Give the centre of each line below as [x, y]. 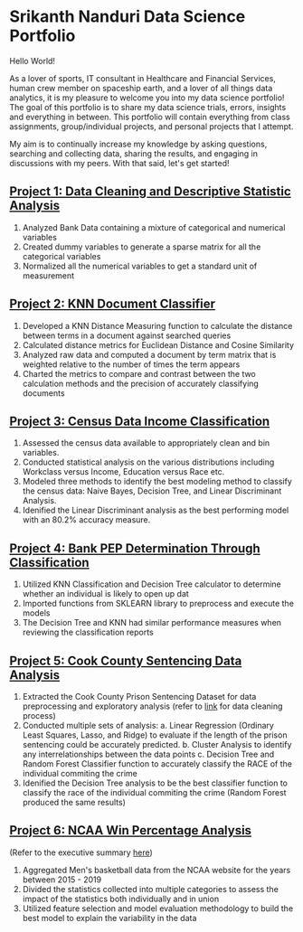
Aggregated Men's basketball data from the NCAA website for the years [156, 870]
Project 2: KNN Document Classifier [112, 304]
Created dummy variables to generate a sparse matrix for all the [142, 247]
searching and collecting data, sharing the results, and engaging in [134, 153]
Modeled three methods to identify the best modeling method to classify [157, 482]
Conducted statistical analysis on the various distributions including [148, 462]
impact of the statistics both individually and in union [121, 899]
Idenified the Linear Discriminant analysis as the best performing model [156, 510]
